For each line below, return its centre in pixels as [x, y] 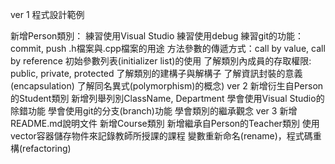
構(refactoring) [41, 148]
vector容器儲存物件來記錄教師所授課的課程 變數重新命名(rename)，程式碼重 [166, 136]
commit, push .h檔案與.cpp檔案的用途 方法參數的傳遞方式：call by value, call [168, 48]
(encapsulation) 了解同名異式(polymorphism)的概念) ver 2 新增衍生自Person [167, 86]
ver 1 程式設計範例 [47, 14]
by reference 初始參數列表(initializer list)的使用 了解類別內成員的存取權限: [161, 61]
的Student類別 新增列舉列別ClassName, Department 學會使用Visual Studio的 [167, 98]
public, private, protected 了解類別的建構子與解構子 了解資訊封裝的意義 [156, 73]
